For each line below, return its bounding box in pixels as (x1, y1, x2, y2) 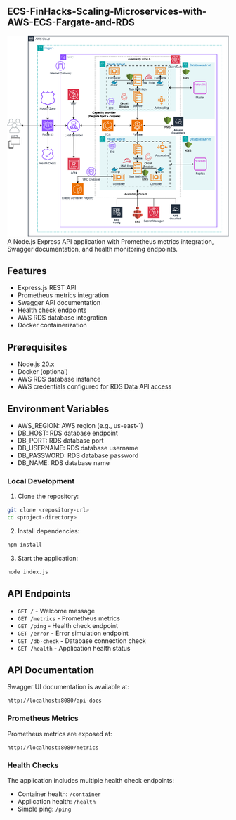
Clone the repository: (17, 492, 79, 501)
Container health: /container (17, 790, 101, 798)
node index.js (7, 568, 49, 575)
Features (7, 265, 47, 277)
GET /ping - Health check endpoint (17, 621, 118, 630)
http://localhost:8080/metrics (7, 744, 99, 751)
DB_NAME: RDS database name (17, 459, 110, 467)
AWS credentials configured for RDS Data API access (17, 382, 172, 391)
